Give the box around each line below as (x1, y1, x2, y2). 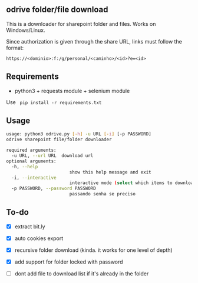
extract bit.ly (14, 223, 45, 230)
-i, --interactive (11, 175, 57, 181)
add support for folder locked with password (14, 258, 123, 265)
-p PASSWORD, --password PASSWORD (11, 185, 96, 192)
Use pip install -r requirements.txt (6, 98, 102, 105)
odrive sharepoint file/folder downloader (6, 136, 112, 143)
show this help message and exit (69, 169, 151, 175)
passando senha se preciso (69, 191, 136, 197)
